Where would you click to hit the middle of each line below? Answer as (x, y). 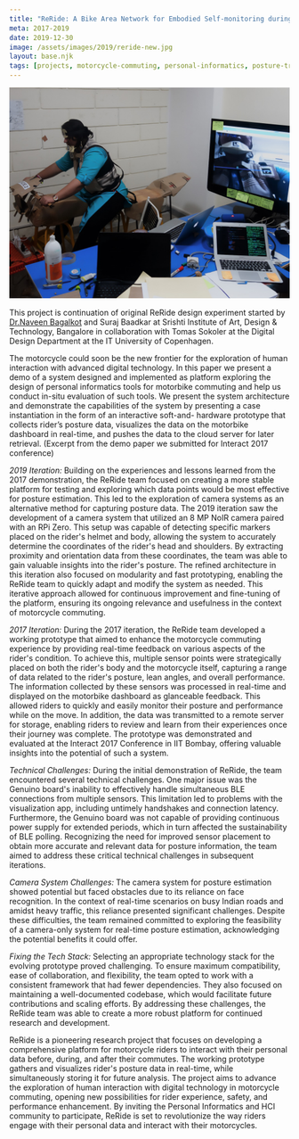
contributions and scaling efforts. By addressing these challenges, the (137, 1004)
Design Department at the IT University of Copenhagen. (111, 341)
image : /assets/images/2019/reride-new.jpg (91, 47)
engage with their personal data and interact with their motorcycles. (133, 1125)
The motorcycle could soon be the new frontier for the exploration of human (149, 358)
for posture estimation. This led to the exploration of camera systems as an (147, 499)
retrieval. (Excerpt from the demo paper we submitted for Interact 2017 (139, 443)
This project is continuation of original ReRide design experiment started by (147, 313)
